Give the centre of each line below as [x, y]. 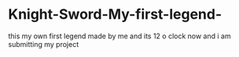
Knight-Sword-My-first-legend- [115, 14]
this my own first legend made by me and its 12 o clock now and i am [119, 36]
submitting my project [44, 44]
